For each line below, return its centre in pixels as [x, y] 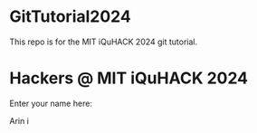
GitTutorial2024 [70, 17]
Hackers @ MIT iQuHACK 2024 [129, 78]
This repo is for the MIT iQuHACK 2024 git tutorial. [104, 42]
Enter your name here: [51, 103]
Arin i [19, 120]
